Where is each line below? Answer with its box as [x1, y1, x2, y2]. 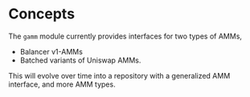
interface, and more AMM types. [8, 79, 116, 89]
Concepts [8, 5, 75, 23]
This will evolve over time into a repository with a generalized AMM [8, 71, 231, 80]
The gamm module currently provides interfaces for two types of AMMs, [8, 31, 243, 41]
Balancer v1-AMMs [19, 46, 83, 56]
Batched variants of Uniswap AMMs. [19, 55, 141, 65]
